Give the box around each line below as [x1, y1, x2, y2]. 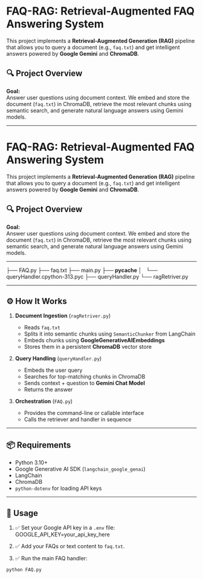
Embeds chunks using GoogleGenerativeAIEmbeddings [24, 337, 165, 344]
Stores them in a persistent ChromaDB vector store [24, 343, 152, 351]
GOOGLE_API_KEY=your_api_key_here [14, 531, 110, 538]
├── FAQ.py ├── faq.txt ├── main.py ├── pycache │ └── [6, 266, 158, 274]
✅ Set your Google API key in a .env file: [14, 524, 115, 531]
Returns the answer [24, 386, 73, 393]
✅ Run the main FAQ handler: [14, 554, 88, 561]
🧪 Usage [6, 508, 38, 518]
